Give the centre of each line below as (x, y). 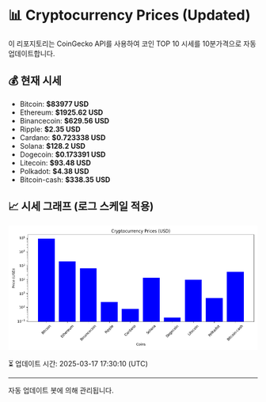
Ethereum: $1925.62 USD (61, 112)
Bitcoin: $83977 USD (54, 104)
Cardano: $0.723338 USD (63, 137)
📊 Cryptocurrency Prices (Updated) (129, 15)
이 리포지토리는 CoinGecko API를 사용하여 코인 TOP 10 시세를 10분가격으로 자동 (132, 44)
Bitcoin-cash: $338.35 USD (65, 180)
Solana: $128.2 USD (52, 146)
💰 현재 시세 (35, 81)
